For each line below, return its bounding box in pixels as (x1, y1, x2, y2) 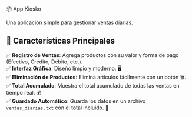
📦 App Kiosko (6, 5, 41, 12)
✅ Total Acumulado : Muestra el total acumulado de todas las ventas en (6, 82, 180, 89)
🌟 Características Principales (6, 36, 115, 46)
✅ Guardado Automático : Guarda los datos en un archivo (6, 97, 146, 105)
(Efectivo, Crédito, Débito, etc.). (6, 58, 83, 65)
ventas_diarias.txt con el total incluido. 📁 (6, 104, 109, 111)
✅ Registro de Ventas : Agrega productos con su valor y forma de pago (6, 51, 179, 58)
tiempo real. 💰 (6, 89, 42, 96)
